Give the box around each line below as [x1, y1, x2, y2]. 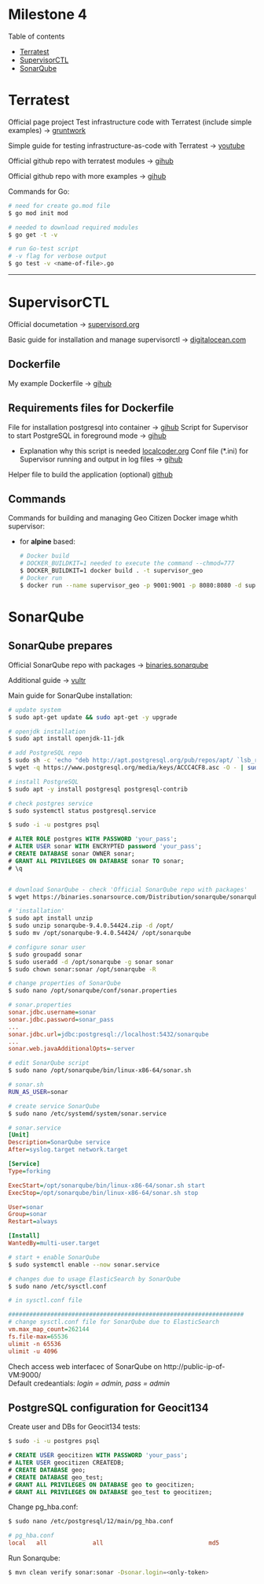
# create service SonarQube [8, 1102, 101, 1110]
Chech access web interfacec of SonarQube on [8, 1361, 163, 1371]
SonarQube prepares [8, 640, 113, 653]
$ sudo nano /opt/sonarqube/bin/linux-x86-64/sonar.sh [8, 1067, 192, 1074]
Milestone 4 [8, 6, 88, 24]
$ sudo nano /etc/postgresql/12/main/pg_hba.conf [8, 1518, 174, 1526]
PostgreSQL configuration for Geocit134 [8, 1400, 209, 1415]
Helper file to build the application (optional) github [8, 469, 173, 479]
